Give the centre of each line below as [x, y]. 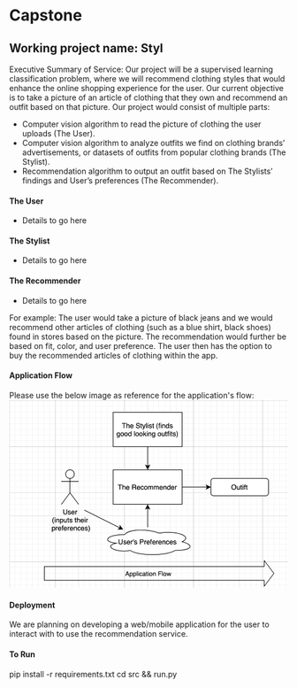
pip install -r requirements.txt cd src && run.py [93, 674]
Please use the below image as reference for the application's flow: [132, 395]
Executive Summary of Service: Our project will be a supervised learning [141, 69]
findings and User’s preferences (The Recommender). [120, 181]
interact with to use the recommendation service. [99, 634]
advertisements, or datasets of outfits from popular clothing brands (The [154, 152]
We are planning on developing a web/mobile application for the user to [139, 624]
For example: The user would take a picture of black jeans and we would [141, 317]
